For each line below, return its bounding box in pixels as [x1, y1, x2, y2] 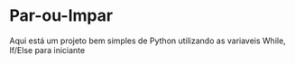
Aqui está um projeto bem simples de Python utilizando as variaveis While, [9, 35, 286, 46]
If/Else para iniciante [9, 44, 86, 55]
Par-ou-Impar [9, 5, 114, 26]
